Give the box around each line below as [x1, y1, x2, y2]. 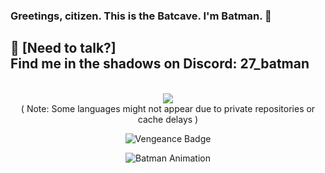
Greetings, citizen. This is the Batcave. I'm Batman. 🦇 [10, 9, 272, 23]
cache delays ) [137, 113, 199, 125]
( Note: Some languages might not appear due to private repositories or [20, 102, 316, 114]
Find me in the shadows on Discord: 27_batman [10, 55, 310, 73]
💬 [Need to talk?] [10, 40, 117, 57]
